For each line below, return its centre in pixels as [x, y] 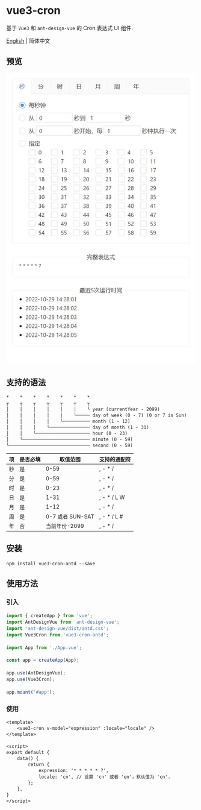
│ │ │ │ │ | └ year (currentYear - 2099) [83, 409]
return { [39, 764]
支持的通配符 [115, 459]
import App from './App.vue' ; [44, 648]
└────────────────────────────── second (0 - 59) [70, 445]
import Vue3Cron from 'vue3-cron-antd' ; [58, 635]
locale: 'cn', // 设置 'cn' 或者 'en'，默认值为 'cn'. [104, 777]
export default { [28, 752]
